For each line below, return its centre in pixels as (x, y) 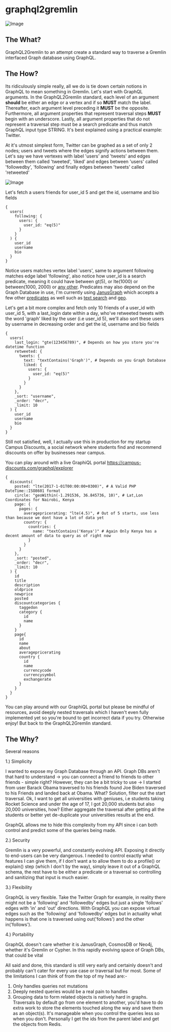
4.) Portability (20, 935)
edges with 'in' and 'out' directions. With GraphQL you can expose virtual (82, 908)
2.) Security (18, 840)
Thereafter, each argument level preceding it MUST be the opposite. (77, 108)
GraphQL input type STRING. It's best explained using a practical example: (84, 130)
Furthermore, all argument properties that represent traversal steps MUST (83, 113)
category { (30, 612)
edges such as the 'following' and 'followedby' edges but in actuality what (84, 914)
